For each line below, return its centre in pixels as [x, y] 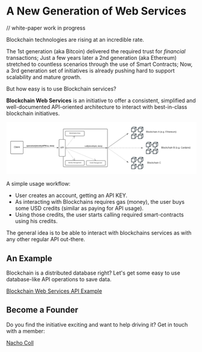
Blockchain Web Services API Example [54, 291]
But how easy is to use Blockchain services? [61, 88]
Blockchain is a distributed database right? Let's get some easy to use [93, 273]
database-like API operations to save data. [59, 279]
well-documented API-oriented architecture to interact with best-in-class [97, 106]
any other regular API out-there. [46, 240]
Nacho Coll [20, 342]
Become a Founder [42, 310]
